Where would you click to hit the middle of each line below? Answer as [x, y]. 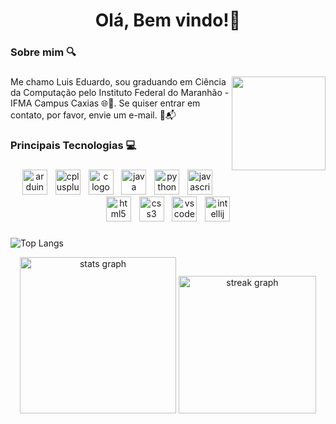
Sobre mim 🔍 [43, 52]
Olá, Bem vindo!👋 [168, 20]
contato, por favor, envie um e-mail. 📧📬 [93, 115]
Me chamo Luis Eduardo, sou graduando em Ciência [118, 82]
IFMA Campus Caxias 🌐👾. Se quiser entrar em [105, 103]
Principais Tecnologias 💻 [73, 145]
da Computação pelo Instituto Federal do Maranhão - [120, 93]
